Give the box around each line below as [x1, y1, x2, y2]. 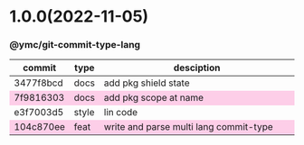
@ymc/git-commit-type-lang [9, 39, 141, 51]
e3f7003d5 [14, 106, 64, 119]
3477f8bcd [14, 77, 63, 89]
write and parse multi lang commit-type [103, 121, 273, 133]
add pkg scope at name [103, 92, 204, 104]
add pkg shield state [103, 77, 190, 89]
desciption [173, 61, 221, 74]
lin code [103, 106, 138, 119]
